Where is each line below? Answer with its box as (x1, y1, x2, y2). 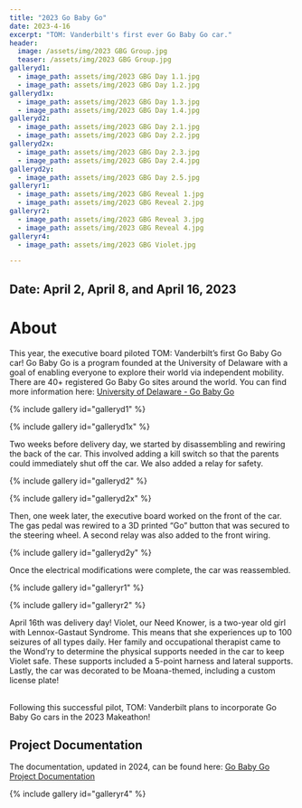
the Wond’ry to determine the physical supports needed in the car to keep (9, 645, 285, 656)
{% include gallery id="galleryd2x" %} (9, 493, 152, 503)
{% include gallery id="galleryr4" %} (9, 788, 146, 800)
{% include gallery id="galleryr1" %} (9, 582, 145, 593)
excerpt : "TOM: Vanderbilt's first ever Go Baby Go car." (9, 30, 232, 39)
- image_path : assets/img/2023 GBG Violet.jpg (17, 240, 196, 249)
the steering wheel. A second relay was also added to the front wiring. (9, 530, 271, 540)
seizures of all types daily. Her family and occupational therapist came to (9, 636, 281, 647)
